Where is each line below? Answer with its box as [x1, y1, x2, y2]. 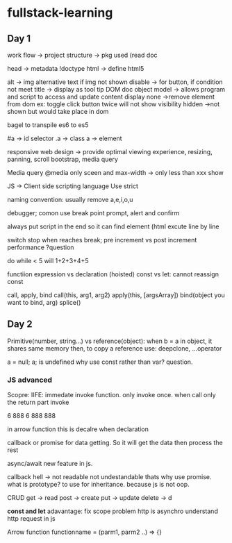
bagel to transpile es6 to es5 [7, 121, 89, 129]
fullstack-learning [7, 5, 113, 21]
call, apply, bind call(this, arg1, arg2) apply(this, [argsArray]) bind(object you [7, 291, 226, 299]
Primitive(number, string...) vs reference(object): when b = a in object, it [7, 337, 213, 345]
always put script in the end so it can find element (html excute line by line [7, 222, 219, 231]
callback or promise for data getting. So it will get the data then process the [7, 439, 224, 447]
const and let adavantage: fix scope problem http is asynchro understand [7, 507, 219, 515]
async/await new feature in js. [7, 460, 93, 468]
